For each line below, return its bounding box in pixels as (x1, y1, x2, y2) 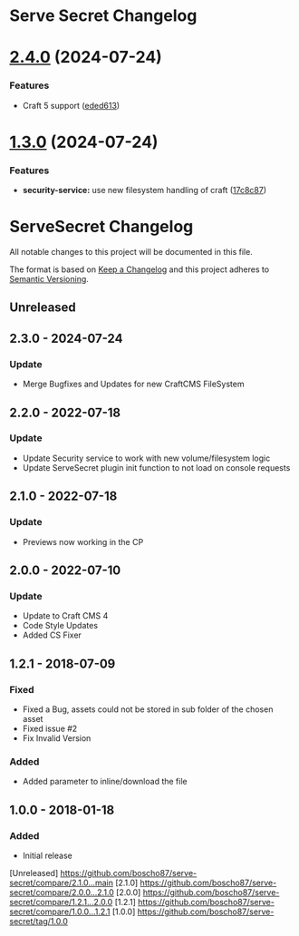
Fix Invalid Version (22, 732, 92, 744)
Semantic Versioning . (9, 274, 89, 285)
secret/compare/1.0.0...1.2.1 (9, 906, 111, 917)
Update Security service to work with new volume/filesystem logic (22, 453, 271, 463)
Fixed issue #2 (22, 723, 78, 734)
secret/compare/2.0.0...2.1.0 (9, 886, 115, 898)
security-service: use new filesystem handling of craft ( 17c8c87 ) (22, 185, 267, 196)
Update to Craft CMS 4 (22, 610, 109, 621)
